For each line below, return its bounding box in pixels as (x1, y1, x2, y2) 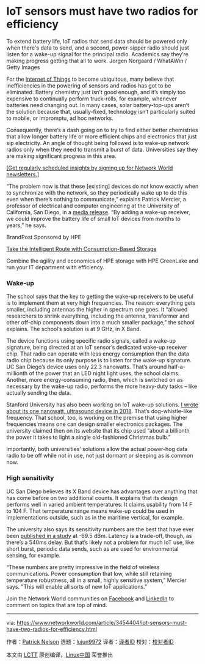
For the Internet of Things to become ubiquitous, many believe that (6, 75, 174, 83)
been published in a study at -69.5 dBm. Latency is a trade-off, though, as (6, 532, 192, 539)
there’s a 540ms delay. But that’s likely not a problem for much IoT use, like (6, 539, 194, 546)
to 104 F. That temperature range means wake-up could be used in (6, 507, 174, 515)
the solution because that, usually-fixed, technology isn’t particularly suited (6, 108, 196, 115)
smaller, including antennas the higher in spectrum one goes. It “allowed (6, 306, 188, 313)
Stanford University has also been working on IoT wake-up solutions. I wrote (6, 401, 198, 408)
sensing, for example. (6, 551, 61, 559)
